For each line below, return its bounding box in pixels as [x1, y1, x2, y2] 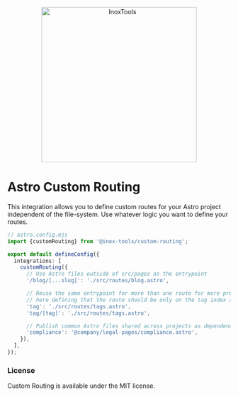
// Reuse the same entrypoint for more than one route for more [25, 290, 220, 297]
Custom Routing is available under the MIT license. [7, 381, 156, 390]
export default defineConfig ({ [7, 250, 100, 258]
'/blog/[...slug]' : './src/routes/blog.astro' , [25, 277, 170, 284]
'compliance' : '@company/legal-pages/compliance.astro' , [25, 329, 198, 336]
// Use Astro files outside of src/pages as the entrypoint [25, 270, 208, 278]
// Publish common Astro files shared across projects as [25, 323, 201, 330]
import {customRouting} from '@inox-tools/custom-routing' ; [7, 237, 189, 245]
